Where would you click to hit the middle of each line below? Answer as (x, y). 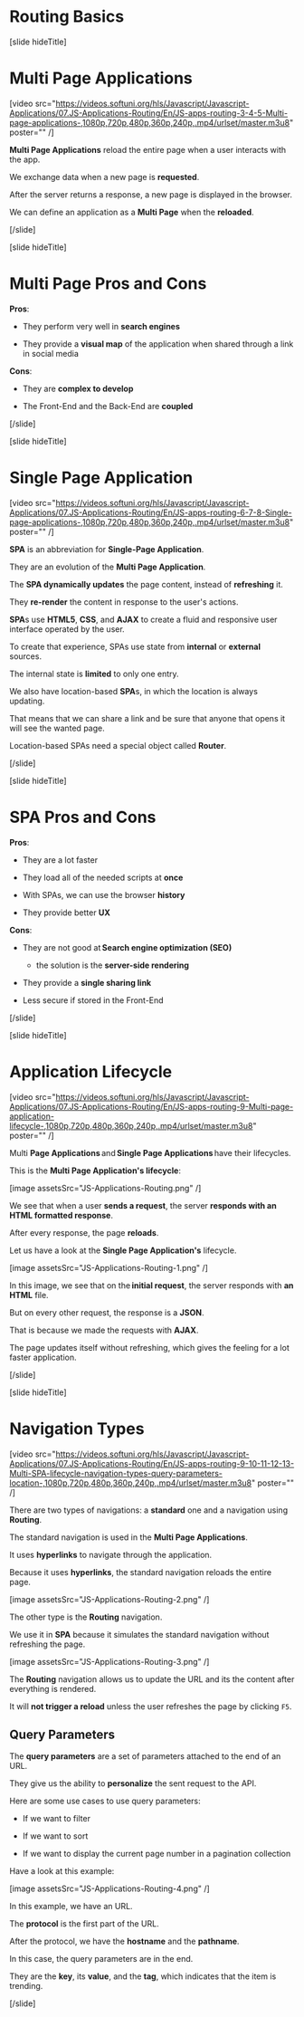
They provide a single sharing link (87, 982)
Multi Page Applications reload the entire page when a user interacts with (148, 149)
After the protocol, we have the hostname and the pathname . (124, 1941)
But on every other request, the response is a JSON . (107, 1312)
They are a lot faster (60, 860)
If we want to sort (55, 1836)
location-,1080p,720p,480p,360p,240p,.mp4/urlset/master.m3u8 (131, 1483)
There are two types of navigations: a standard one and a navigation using (148, 1510)
